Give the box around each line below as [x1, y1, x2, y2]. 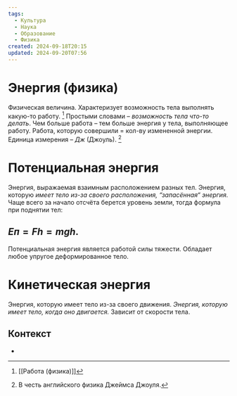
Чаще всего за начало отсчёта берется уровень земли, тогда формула [8, 198, 221, 207]
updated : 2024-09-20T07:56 [8, 50, 87, 57]
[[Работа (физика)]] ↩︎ [18, 366, 84, 375]
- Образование [14, 30, 56, 37]
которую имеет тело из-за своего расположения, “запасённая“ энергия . [8, 191, 229, 199]
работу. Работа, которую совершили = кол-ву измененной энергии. [8, 127, 213, 135]
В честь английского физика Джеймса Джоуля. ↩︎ [18, 381, 168, 389]
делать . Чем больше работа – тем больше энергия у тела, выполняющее [8, 119, 229, 127]
